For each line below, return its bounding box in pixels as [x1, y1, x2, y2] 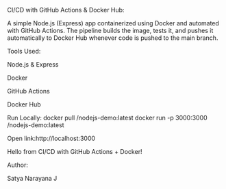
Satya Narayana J [7, 175, 58, 182]
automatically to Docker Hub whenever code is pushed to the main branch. [7, 34, 218, 42]
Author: [7, 161, 29, 169]
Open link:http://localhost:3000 [7, 134, 96, 142]
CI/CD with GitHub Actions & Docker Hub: [7, 6, 125, 14]
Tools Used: [7, 47, 41, 55]
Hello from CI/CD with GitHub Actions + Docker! [7, 148, 142, 155]
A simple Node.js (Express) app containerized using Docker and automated [7, 19, 219, 27]
